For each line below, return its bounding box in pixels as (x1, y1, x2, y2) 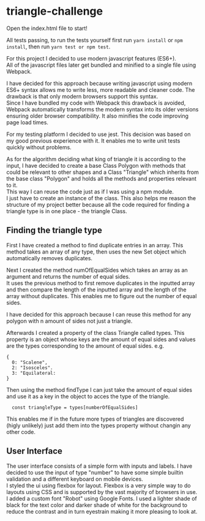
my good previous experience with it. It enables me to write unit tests (6, 137, 181, 144)
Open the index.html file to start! (6, 24, 88, 32)
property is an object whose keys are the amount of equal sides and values (6, 335, 196, 343)
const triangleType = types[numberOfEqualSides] (12, 404, 138, 411)
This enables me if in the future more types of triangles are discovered (6, 415, 184, 422)
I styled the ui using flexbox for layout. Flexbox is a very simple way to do (6, 482, 191, 489)
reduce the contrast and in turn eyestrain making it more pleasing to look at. (6, 508, 198, 515)
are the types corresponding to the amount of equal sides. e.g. (6, 342, 164, 350)
